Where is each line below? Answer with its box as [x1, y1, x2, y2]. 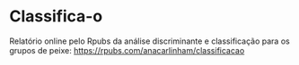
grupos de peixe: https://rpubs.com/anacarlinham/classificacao [9, 45, 245, 55]
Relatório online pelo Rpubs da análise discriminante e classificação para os [9, 36, 290, 46]
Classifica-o [9, 6, 103, 27]
